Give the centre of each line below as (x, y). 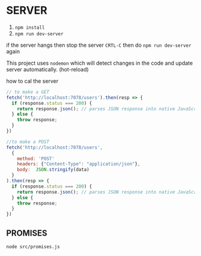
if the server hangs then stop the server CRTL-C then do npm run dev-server (99, 45)
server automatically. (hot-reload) (48, 69)
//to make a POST (28, 141)
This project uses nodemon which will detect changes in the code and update (100, 63)
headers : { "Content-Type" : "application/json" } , (79, 164)
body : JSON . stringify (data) (53, 170)
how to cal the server (32, 81)
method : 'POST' (36, 159)
